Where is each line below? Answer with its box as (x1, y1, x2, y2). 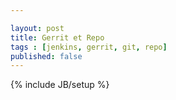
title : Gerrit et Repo (10, 32, 105, 43)
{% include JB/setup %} (10, 79, 110, 91)
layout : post (10, 23, 65, 33)
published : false (10, 51, 83, 61)
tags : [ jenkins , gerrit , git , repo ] (10, 42, 168, 52)
